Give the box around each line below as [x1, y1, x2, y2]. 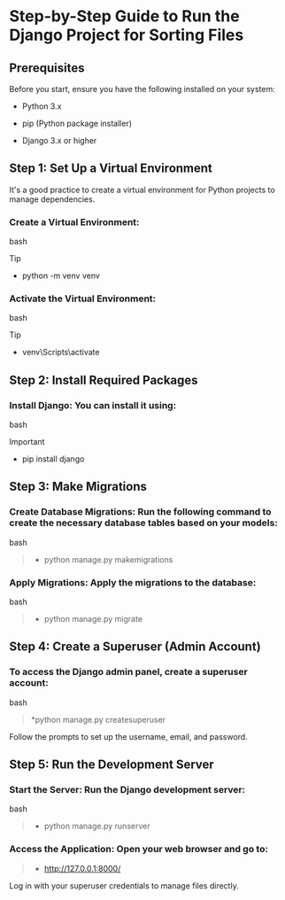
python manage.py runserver [43, 821, 150, 832]
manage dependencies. [9, 193, 96, 205]
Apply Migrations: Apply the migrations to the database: [9, 576, 257, 588]
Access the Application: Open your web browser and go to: [9, 843, 268, 856]
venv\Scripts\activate [21, 347, 100, 358]
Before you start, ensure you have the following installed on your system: [9, 84, 276, 94]
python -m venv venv [21, 270, 100, 281]
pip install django [21, 454, 85, 464]
